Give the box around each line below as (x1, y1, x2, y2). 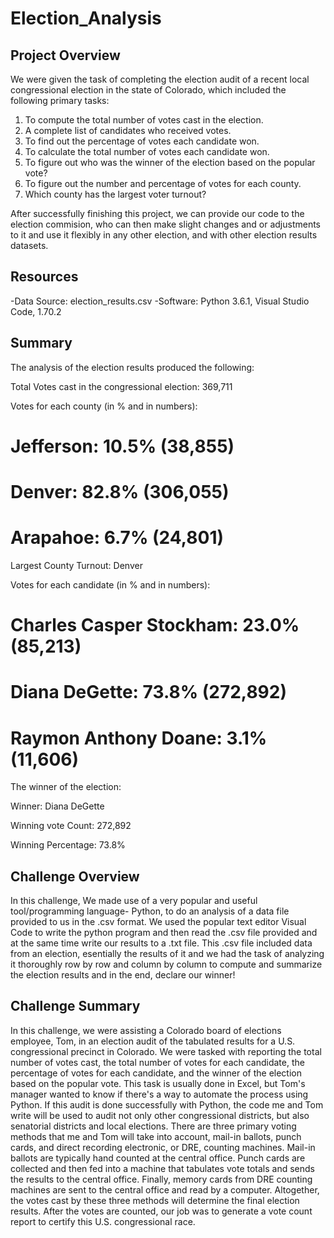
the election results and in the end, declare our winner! (10, 969, 236, 981)
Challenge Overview (10, 868, 140, 885)
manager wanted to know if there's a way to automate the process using (10, 1088, 309, 1100)
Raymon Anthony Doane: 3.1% (10, 727, 268, 749)
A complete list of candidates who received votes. (24, 125, 232, 136)
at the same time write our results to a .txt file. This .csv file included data (10, 937, 313, 949)
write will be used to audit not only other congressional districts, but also (10, 1109, 310, 1121)
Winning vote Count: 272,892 (10, 820, 132, 832)
